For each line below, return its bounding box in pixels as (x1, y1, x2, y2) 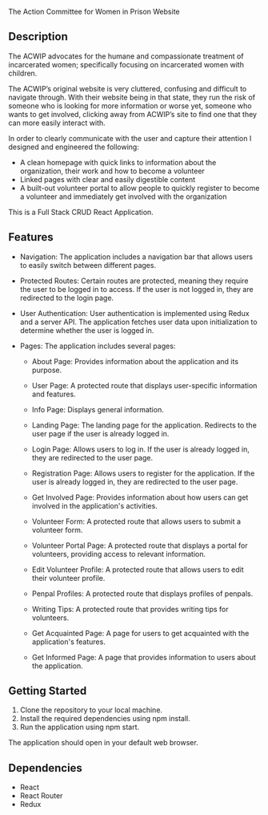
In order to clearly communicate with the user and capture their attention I (8, 133, 252, 143)
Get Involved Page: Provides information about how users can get (31, 493, 249, 502)
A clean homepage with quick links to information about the (19, 157, 217, 167)
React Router (19, 791, 63, 801)
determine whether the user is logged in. (19, 325, 154, 335)
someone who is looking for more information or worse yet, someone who (8, 100, 252, 111)
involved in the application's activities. (31, 501, 158, 510)
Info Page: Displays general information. (31, 404, 164, 414)
